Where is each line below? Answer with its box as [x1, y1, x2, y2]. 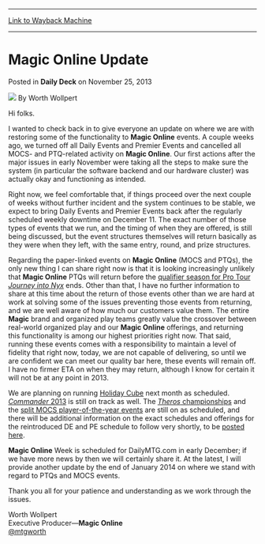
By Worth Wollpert [17, 93, 77, 103]
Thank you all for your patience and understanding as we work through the [8, 485, 252, 495]
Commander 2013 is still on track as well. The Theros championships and [8, 396, 246, 406]
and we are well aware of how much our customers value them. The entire [8, 305, 250, 315]
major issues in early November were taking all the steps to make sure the [8, 157, 248, 167]
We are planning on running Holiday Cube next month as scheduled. [8, 388, 230, 398]
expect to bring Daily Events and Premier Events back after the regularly [8, 206, 243, 216]
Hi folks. [8, 108, 35, 118]
